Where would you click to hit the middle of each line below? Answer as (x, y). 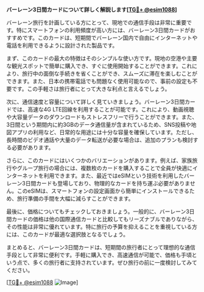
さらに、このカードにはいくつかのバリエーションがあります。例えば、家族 (99, 160)
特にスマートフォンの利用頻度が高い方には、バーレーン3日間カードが (103, 30)
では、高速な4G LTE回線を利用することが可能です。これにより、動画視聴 (103, 109)
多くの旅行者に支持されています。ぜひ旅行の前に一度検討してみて (115, 262)
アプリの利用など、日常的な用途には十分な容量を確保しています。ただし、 (104, 132)
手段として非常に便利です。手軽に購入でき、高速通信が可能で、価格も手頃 (99, 255)
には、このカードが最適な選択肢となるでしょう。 (68, 234)
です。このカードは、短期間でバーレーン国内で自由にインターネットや (110, 38)
